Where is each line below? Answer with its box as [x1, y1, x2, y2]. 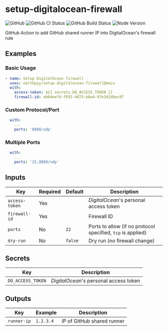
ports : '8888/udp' [14, 127, 52, 132]
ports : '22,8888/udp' [14, 159, 59, 164]
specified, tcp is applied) [88, 229, 146, 236]
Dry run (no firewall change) [88, 237, 155, 244]
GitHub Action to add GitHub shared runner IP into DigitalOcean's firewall [5, 29, 156, 35]
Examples [5, 49, 36, 58]
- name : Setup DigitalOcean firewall [5, 76, 84, 81]
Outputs [5, 294, 31, 303]
